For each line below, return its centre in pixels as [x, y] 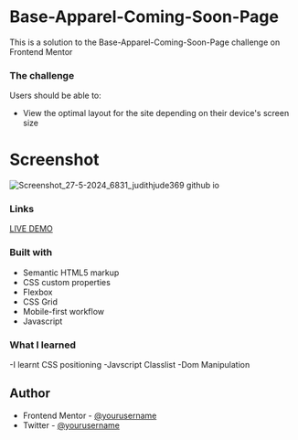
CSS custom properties [67, 282]
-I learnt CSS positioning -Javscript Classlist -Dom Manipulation [130, 365]
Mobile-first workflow [64, 311]
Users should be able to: [56, 96]
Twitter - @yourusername [71, 425]
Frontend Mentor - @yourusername [90, 415]
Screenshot [54, 160]
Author [30, 394]
